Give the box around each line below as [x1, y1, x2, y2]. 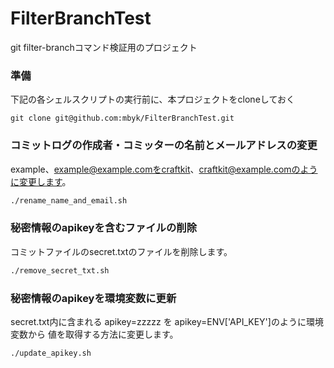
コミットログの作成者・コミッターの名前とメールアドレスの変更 [10, 138, 318, 152]
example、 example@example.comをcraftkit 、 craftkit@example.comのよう [10, 163, 318, 175]
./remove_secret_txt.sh [10, 265, 110, 276]
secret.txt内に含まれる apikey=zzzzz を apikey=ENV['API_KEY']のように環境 [10, 315, 324, 327]
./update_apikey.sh [10, 348, 92, 358]
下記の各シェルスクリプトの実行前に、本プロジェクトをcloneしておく [10, 93, 295, 106]
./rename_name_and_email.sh [10, 195, 128, 206]
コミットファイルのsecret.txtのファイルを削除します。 [10, 245, 233, 257]
